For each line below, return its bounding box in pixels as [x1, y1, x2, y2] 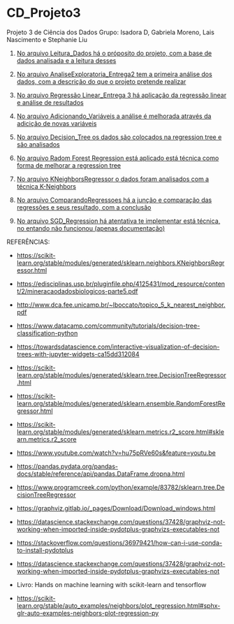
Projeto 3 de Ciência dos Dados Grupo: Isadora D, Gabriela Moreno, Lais [6, 28, 214, 36]
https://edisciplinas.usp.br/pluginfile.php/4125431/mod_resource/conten [16, 280, 225, 288]
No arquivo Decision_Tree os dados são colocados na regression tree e [16, 133, 222, 141]
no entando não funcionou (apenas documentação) [16, 224, 166, 232]
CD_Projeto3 [6, 5, 81, 21]
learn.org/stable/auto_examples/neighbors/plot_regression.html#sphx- [16, 601, 221, 609]
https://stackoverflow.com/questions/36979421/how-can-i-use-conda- [16, 538, 223, 546]
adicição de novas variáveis [16, 119, 97, 127]
